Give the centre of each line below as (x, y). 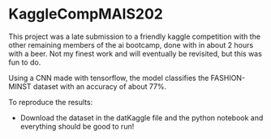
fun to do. (25, 62)
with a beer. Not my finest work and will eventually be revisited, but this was (135, 53)
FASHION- (228, 78)
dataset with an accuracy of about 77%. (100, 86)
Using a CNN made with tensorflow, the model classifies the (109, 78)
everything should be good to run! (77, 126)
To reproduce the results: (51, 102)
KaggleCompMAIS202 (86, 14)
